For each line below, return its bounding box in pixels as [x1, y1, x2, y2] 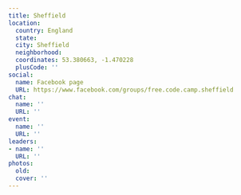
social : [8, 71, 34, 79]
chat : [8, 93, 26, 101]
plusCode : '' [15, 64, 59, 72]
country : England [15, 26, 73, 34]
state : [15, 33, 38, 42]
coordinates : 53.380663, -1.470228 [15, 57, 134, 64]
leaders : [8, 137, 38, 146]
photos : [8, 160, 34, 168]
